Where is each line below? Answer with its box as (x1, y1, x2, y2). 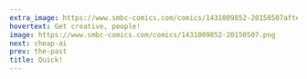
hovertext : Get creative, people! (9, 22, 142, 31)
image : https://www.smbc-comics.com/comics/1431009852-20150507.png (9, 30, 276, 39)
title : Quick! (9, 55, 64, 64)
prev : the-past (9, 47, 68, 56)
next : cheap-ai (9, 38, 68, 48)
